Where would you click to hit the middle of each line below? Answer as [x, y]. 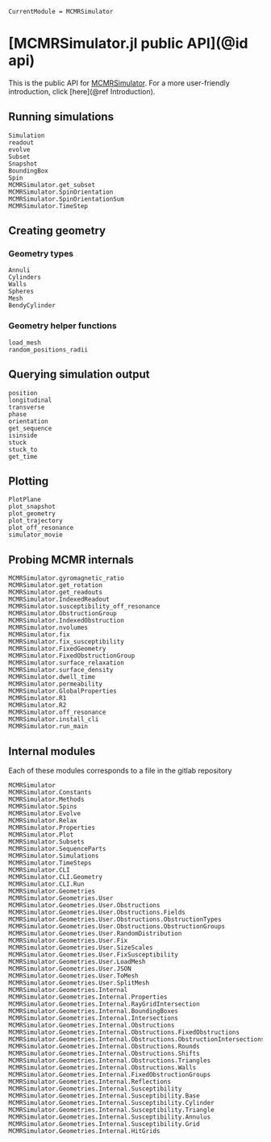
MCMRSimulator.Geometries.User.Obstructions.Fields [97, 912]
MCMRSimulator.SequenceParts [57, 848]
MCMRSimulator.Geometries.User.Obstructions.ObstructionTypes [115, 919]
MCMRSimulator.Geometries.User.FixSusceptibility [94, 954]
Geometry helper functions [63, 326]
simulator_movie [35, 535]
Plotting [29, 481]
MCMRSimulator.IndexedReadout [59, 600]
